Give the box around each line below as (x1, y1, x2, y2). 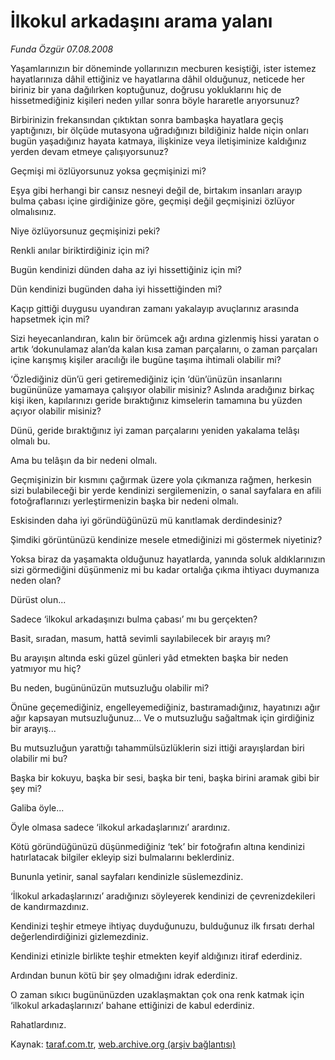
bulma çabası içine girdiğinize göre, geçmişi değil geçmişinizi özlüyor (10, 195, 296, 207)
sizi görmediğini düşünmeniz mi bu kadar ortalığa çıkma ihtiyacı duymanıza (10, 563, 320, 575)
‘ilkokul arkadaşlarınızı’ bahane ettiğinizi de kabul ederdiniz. (10, 999, 255, 1011)
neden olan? (10, 574, 62, 586)
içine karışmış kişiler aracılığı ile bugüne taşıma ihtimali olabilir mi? (10, 353, 282, 365)
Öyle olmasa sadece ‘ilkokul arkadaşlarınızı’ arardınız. (10, 821, 231, 833)
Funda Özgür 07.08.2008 (10, 43, 114, 55)
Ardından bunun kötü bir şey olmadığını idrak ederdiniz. (10, 969, 238, 981)
